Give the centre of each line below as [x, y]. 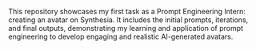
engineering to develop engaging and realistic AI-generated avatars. [121, 36]
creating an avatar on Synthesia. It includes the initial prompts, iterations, [128, 20]
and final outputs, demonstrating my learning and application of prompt [126, 28]
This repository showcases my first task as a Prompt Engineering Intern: [127, 11]
